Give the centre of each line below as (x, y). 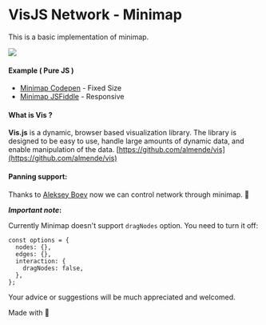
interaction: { (41, 261)
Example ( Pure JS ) (41, 70)
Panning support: (38, 176)
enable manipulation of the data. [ (64, 150)
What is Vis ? (30, 114)
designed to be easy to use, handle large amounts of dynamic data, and (127, 141)
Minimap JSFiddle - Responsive (72, 97)
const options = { (39, 240)
